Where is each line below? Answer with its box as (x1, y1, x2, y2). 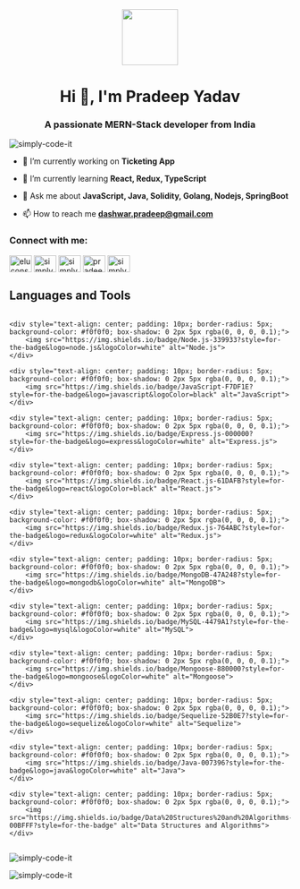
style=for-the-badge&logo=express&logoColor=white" (9, 437, 205, 446)
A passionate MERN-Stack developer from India (44, 118, 256, 131)
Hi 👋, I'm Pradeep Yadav (59, 87, 241, 107)
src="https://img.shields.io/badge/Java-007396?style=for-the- (45, 758, 286, 767)
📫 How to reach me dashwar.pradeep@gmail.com (21, 209, 213, 219)
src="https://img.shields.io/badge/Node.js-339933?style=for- (45, 335, 281, 344)
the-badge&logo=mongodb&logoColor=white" (9, 577, 166, 587)
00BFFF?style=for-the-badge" (9, 821, 118, 830)
